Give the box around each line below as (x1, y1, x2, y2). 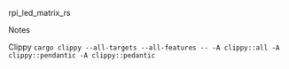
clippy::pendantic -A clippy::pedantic (8, 51, 156, 60)
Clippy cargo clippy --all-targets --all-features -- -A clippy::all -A (8, 42, 280, 52)
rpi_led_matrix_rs (8, 8, 71, 18)
